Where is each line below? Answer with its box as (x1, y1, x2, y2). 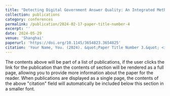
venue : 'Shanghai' (5, 36, 44, 41)
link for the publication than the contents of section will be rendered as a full (5, 64, 164, 70)
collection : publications (5, 12, 60, 17)
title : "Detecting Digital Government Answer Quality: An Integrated (5, 7, 155, 13)
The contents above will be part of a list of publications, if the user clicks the (5, 59, 164, 65)
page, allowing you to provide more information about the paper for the (5, 69, 153, 76)
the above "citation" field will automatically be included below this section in (5, 80, 164, 86)
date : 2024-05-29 (5, 31, 42, 36)
